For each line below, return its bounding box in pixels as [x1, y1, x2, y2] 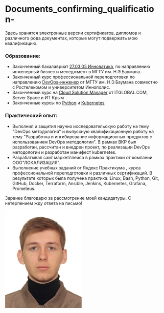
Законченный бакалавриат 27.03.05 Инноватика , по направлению [12, 63, 150, 69]
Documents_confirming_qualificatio [5, 3, 154, 15]
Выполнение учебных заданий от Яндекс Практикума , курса [12, 165, 141, 170]
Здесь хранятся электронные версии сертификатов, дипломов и [5, 30, 141, 36]
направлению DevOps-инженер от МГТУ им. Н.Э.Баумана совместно [12, 79, 158, 85]
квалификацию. [5, 40, 38, 46]
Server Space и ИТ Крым [12, 95, 64, 101]
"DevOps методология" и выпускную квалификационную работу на [12, 128, 154, 134]
